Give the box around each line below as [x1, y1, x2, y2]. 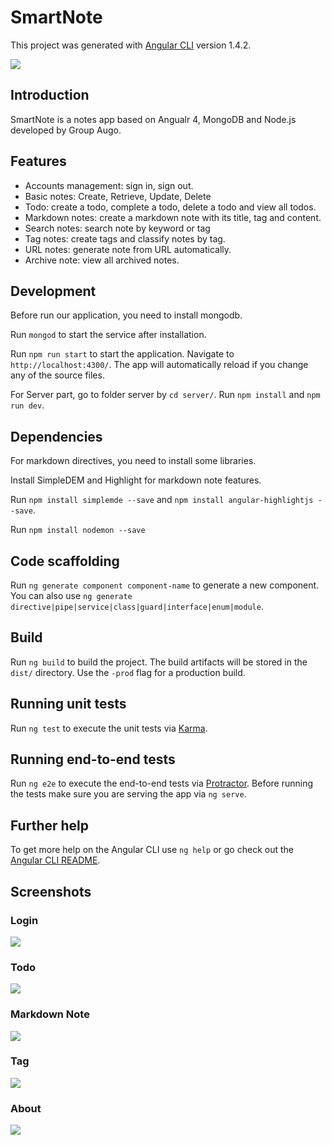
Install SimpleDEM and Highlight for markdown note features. [10, 474, 262, 486]
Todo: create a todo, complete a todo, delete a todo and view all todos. [24, 201, 317, 213]
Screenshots [10, 883, 92, 900]
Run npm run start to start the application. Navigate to [10, 348, 235, 360]
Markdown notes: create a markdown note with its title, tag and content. [24, 211, 322, 223]
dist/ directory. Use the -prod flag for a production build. [10, 666, 246, 678]
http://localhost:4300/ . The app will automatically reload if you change [10, 359, 309, 371]
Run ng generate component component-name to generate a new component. [10, 579, 320, 591]
